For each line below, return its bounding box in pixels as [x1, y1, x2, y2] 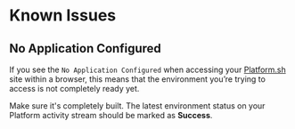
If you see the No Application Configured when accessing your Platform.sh [9, 64, 287, 75]
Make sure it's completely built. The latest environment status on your [9, 101, 266, 111]
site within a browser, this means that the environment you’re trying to [9, 74, 266, 85]
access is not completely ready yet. [9, 84, 140, 93]
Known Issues [9, 5, 117, 26]
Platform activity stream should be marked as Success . [9, 110, 213, 120]
